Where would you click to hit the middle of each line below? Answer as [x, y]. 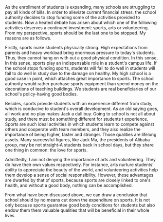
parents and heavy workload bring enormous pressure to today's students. [80, 53]
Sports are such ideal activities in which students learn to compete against [80, 124]
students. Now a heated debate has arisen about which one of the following [81, 22]
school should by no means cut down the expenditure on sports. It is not [78, 200]
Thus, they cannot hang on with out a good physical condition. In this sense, [81, 58]
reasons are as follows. [28, 38]
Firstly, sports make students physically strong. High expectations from [76, 47]
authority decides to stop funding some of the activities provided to [72, 17]
